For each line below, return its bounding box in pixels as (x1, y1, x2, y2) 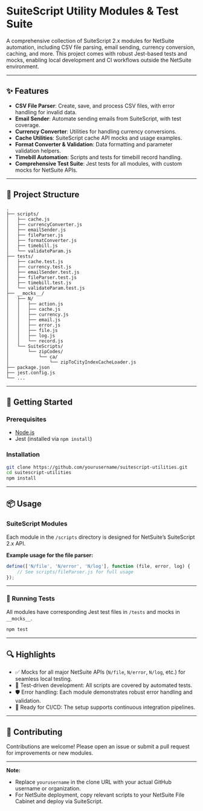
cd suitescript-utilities (6, 470, 71, 476)
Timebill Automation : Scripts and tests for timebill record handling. (14, 153, 182, 161)
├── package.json (6, 364, 50, 370)
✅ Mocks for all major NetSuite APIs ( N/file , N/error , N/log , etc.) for (14, 668, 185, 676)
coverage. (14, 121, 40, 128)
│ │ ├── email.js (6, 316, 61, 323)
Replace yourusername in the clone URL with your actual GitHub (14, 778, 172, 786)
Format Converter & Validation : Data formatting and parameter (14, 140, 173, 148)
